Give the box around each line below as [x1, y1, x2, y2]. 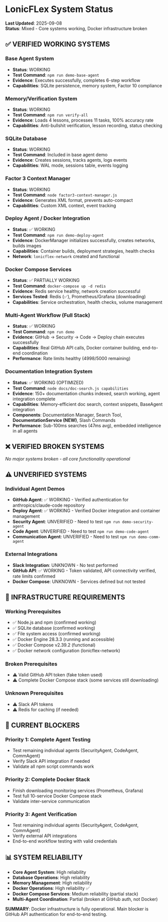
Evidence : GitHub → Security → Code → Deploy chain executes [12, 334, 145, 340]
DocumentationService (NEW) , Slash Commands [12, 417, 116, 423]
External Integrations [5, 551, 58, 558]
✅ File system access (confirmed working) [12, 631, 101, 637]
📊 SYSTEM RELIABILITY [5, 853, 83, 862]
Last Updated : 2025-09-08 [5, 20, 62, 26]
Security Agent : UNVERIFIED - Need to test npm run [12, 519, 120, 525]
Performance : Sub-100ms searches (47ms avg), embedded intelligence [12, 422, 161, 428]
